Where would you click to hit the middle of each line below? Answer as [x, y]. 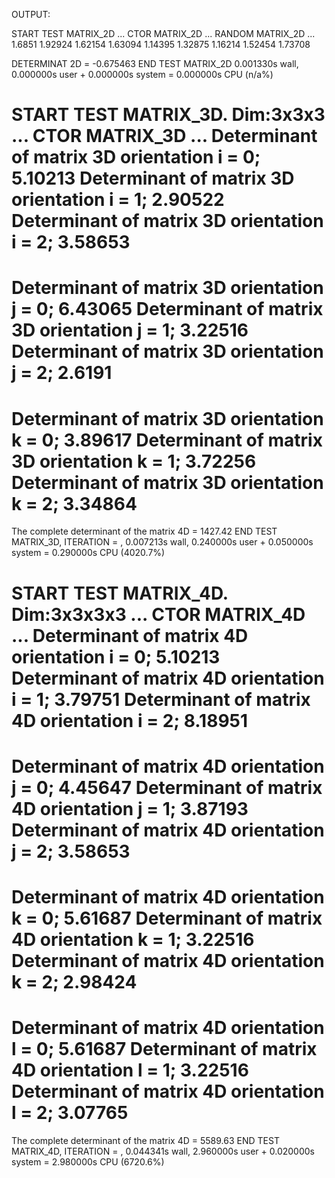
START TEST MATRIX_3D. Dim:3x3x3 [168, 115]
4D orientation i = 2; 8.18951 [130, 720]
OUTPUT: [31, 14]
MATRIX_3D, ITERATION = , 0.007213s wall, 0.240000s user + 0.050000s [162, 542]
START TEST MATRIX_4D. [120, 593]
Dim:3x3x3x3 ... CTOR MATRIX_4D [158, 614]
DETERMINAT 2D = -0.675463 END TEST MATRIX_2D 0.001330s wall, [155, 63]
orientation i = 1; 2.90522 [118, 200]
